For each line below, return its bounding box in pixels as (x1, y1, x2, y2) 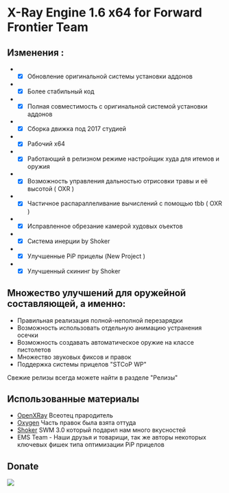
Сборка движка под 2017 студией (27, 125, 127, 133)
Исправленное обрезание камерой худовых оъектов (27, 222, 183, 230)
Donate (7, 460, 39, 472)
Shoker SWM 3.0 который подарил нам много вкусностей (16, 426, 186, 434)
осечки (16, 331, 39, 339)
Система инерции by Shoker (27, 237, 110, 245)
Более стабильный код (27, 87, 95, 95)
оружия (27, 163, 50, 171)
